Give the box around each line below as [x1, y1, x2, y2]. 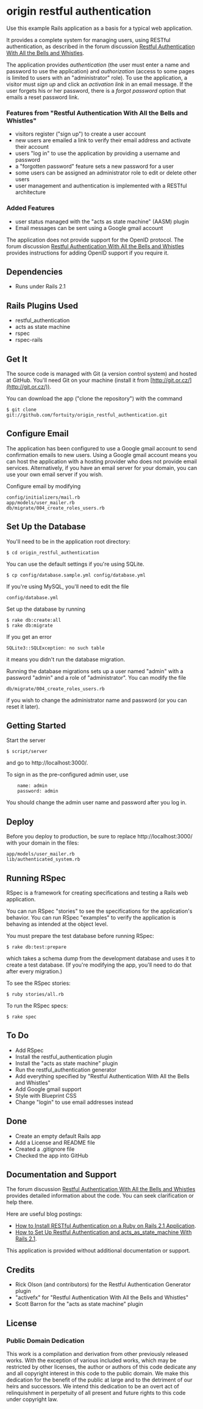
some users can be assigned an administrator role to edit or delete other [15, 169, 197, 176]
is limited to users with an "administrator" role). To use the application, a [6, 74, 188, 81]
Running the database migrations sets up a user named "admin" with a [6, 667, 184, 675]
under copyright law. [6, 1396, 58, 1403]
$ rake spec [6, 1014, 37, 1020]
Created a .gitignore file [15, 1145, 75, 1153]
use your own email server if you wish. [6, 470, 104, 478]
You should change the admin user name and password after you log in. [6, 799, 187, 806]
